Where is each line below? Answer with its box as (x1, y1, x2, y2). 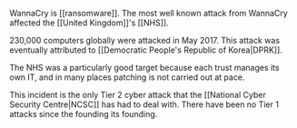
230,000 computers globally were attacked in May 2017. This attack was (9, 35, 280, 45)
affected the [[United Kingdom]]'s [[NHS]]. (9, 17, 170, 28)
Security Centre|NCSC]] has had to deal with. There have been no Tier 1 (9, 99, 280, 110)
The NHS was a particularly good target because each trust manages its (9, 63, 280, 73)
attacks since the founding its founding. (9, 109, 158, 119)
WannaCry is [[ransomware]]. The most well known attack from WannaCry (9, 8, 288, 18)
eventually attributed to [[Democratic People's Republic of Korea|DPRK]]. (9, 44, 283, 55)
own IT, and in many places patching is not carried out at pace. (9, 72, 245, 83)
